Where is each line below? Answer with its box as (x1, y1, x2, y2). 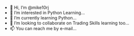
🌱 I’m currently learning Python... (9, 15, 77, 20)
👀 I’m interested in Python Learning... (9, 10, 85, 16)
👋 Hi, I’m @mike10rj (9, 5, 49, 10)
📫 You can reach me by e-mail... (9, 26, 77, 31)
